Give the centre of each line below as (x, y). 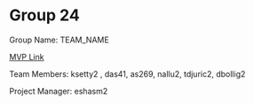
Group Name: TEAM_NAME (59, 40)
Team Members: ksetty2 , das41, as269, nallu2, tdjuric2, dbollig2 (127, 74)
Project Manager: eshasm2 (59, 91)
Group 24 (44, 15)
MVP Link (27, 56)
